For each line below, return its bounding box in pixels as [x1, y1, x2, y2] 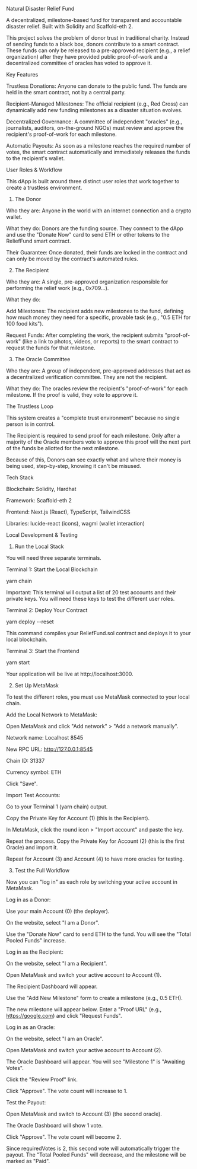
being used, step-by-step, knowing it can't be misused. [6, 463, 141, 469]
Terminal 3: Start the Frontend [6, 648, 80, 654]
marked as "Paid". [6, 1158, 50, 1164]
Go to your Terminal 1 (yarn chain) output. [6, 803, 108, 810]
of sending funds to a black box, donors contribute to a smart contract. [6, 41, 180, 47]
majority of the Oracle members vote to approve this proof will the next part [6, 438, 191, 445]
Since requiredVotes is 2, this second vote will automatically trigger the [6, 1145, 180, 1152]
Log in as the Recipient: [6, 948, 63, 955]
